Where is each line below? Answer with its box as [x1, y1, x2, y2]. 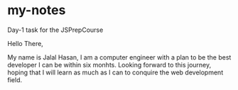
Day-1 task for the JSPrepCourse [7, 26, 104, 34]
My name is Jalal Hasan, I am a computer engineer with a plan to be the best [7, 52, 232, 62]
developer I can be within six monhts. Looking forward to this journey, [7, 60, 212, 69]
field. [7, 75, 23, 84]
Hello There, [7, 39, 44, 47]
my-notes [7, 2, 66, 18]
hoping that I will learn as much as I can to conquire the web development [7, 68, 224, 77]
